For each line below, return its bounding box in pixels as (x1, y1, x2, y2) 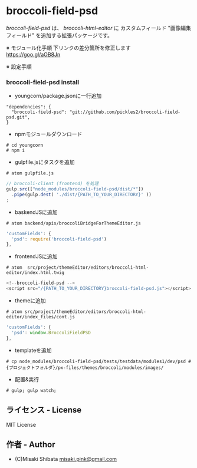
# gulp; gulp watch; (6, 387, 57, 393)
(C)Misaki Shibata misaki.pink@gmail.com (14, 456, 117, 463)
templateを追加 (14, 347, 52, 354)
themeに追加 (14, 297, 46, 304)
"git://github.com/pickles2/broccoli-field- (69, 109, 181, 116)
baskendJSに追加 (14, 208, 58, 216)
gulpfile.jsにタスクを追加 (14, 159, 75, 166)
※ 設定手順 (6, 63, 32, 70)
